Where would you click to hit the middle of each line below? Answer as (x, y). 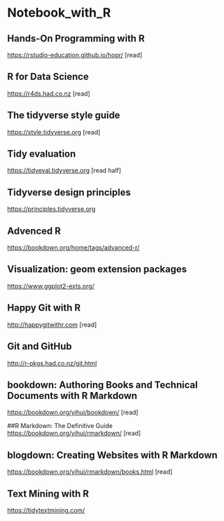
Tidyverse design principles (69, 192)
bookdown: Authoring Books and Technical (103, 385)
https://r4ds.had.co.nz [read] (49, 93)
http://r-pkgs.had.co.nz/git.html (52, 363)
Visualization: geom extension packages (97, 270)
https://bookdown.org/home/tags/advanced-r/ (74, 248)
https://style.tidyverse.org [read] (54, 132)
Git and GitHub (40, 347)
